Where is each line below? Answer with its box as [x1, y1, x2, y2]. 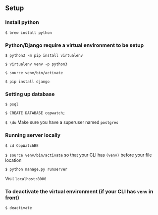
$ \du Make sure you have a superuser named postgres [5, 119, 119, 125]
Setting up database [5, 91, 55, 98]
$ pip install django [5, 79, 50, 84]
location [5, 157, 22, 163]
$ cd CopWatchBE [5, 143, 39, 148]
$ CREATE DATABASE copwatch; [5, 110, 65, 116]
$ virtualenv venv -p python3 [5, 62, 68, 67]
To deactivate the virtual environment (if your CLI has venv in [5, 188, 154, 195]
